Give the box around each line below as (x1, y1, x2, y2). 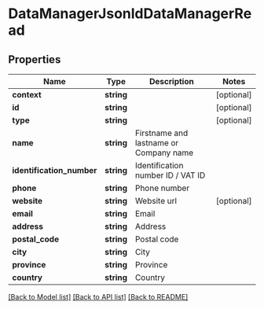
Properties (8, 53, 61, 66)
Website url (134, 196, 178, 206)
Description (148, 76, 194, 86)
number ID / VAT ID (134, 170, 206, 181)
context (12, 90, 42, 100)
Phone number (134, 182, 190, 193)
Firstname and (134, 127, 189, 138)
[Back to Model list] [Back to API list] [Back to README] (8, 292, 189, 301)
